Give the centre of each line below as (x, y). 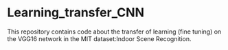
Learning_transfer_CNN (76, 13)
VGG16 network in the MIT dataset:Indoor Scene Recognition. (104, 38)
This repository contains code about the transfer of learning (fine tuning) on (114, 32)
